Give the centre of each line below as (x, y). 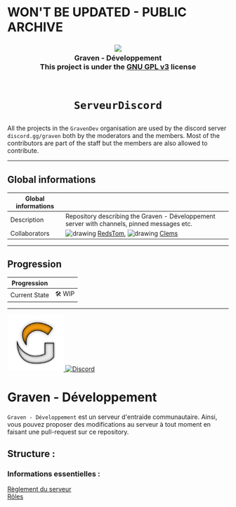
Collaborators (30, 234)
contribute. (23, 151)
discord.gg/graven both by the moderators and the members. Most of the (113, 136)
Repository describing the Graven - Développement (140, 216)
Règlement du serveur (39, 489)
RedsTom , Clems (138, 234)
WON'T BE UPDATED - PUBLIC (97, 12)
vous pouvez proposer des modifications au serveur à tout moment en (109, 424)
